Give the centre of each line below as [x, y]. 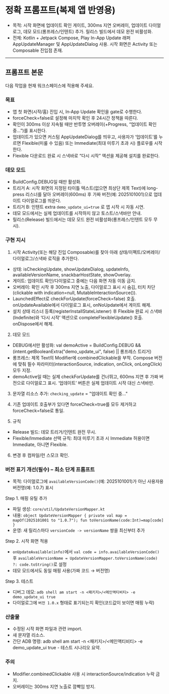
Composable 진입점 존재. [38, 50]
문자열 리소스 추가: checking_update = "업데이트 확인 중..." [70, 393]
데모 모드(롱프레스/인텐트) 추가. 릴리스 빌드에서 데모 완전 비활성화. [88, 31]
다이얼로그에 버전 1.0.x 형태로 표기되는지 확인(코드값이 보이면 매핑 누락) [83, 602]
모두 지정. [22, 370]
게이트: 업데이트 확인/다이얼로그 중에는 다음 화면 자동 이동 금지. [74, 281]
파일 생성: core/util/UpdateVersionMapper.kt [59, 509]
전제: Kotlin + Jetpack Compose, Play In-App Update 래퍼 [71, 38]
